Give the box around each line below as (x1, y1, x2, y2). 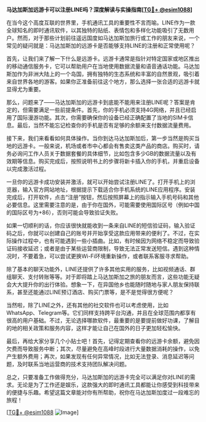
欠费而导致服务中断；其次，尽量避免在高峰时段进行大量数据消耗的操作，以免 (6, 345, 200, 352)
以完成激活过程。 (6, 165, 50, 172)
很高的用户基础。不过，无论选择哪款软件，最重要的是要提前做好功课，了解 (6, 317, 194, 324)
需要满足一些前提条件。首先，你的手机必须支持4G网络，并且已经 (27, 107, 191, 113)
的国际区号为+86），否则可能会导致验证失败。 (6, 209, 121, 216)
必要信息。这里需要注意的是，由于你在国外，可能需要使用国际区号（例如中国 (6, 202, 200, 208)
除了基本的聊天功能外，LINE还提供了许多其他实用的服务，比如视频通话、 (6, 266, 190, 273)
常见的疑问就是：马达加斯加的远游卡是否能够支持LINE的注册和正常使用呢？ (6, 42, 196, 49)
